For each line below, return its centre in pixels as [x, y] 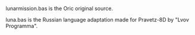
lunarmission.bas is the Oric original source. [59, 8]
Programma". [22, 26]
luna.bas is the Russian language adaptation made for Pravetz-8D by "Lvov [97, 20]
